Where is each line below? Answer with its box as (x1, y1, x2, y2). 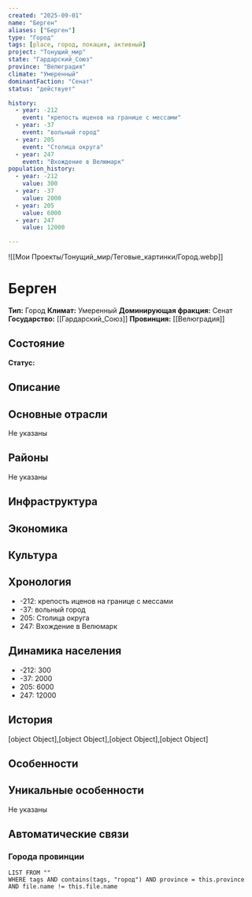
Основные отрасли (8, 408, 108, 421)
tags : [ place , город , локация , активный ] (8, 41, 146, 49)
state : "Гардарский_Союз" (8, 56, 93, 64)
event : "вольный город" (22, 128, 101, 136)
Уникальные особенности (8, 783, 144, 797)
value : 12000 (22, 224, 65, 232)
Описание (8, 381, 61, 394)
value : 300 (22, 180, 58, 188)
